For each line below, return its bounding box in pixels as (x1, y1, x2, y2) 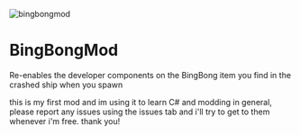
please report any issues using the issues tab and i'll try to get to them (9, 106, 270, 117)
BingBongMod (9, 40, 119, 60)
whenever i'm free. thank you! (9, 115, 121, 126)
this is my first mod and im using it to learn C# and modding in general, (9, 96, 273, 107)
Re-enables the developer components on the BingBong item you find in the (9, 69, 291, 80)
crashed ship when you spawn (9, 79, 123, 90)
